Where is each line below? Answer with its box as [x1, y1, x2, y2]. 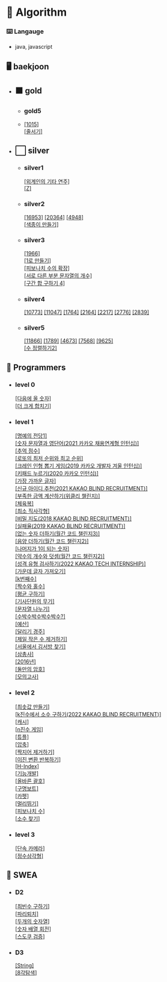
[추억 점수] [14, 447, 40, 454]
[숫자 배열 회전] [14, 925, 52, 933]
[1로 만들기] [23, 257, 51, 264]
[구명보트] [14, 784, 39, 792]
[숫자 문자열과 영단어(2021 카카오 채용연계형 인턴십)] [14, 440, 139, 447]
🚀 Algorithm [6, 5, 67, 19]
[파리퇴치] [14, 910, 39, 918]
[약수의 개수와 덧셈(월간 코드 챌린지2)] [14, 552, 105, 560]
